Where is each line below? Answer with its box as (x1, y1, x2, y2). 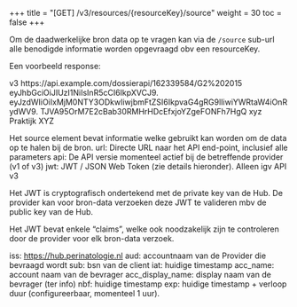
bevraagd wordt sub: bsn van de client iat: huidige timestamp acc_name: (9, 260, 275, 270)
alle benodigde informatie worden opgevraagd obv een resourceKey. (9, 43, 261, 54)
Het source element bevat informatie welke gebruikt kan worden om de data (9, 133, 287, 143)
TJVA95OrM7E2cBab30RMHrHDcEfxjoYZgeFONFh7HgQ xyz (39, 106, 262, 116)
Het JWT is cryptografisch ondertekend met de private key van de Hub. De (9, 188, 284, 198)
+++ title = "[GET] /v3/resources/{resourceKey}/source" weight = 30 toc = (9, 8, 282, 18)
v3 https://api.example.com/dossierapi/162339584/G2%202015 (9, 78, 243, 88)
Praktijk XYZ (9, 115, 55, 126)
